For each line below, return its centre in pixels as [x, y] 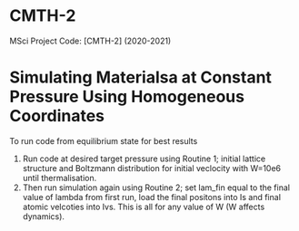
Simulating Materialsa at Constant [141, 77]
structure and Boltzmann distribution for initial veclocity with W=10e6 [152, 168]
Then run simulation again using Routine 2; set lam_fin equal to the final [156, 188]
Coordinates [57, 116]
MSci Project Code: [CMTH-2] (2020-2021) [90, 41]
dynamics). [44, 216]
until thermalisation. [60, 178]
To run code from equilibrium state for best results [104, 140]
